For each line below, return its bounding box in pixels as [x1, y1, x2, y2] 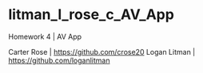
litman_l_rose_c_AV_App [8, 6, 174, 24]
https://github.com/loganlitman [8, 56, 110, 65]
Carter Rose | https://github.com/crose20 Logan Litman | [8, 47, 196, 56]
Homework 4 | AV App [8, 32, 82, 41]
